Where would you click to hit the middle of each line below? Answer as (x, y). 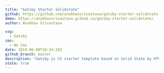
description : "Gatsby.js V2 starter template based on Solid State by (78, 58)
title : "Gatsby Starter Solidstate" (42, 9)
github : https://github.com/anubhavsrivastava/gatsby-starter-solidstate (82, 14)
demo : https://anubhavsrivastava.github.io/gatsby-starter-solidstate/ (79, 18)
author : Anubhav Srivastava (34, 23)
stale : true (17, 63)
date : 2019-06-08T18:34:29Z (34, 50)
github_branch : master (28, 54)
